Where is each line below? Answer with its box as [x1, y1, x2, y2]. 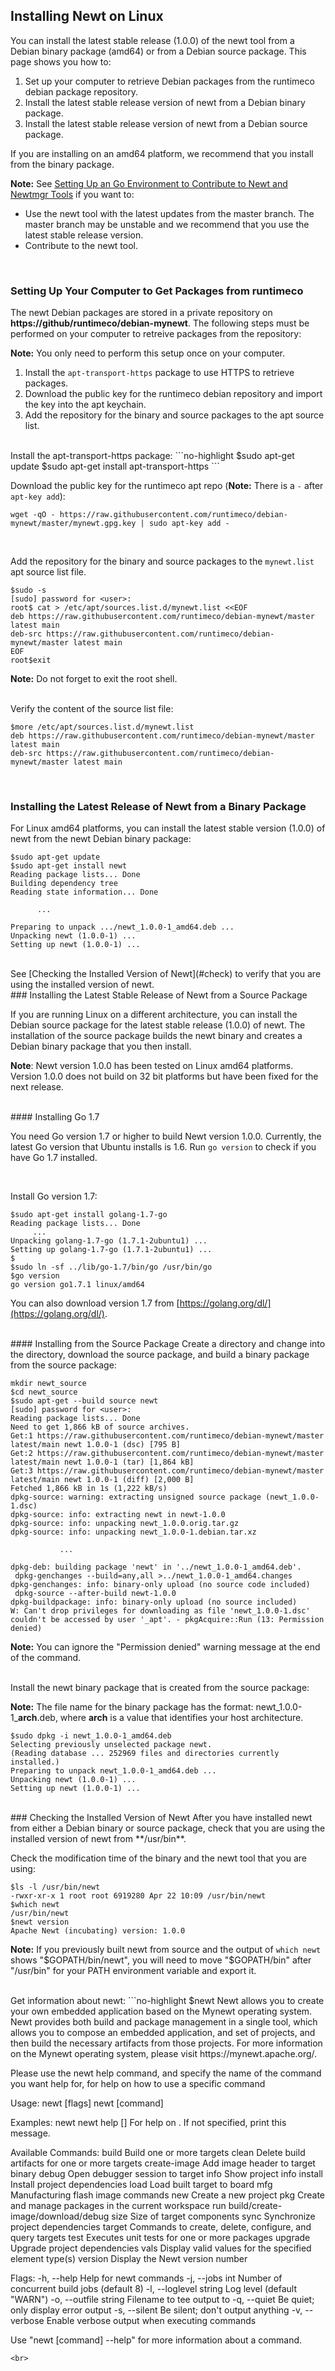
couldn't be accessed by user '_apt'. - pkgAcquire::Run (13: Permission [10, 1615, 325, 1625]
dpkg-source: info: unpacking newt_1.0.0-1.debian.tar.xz [10, 1527, 257, 1538]
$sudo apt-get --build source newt [10, 1396, 159, 1406]
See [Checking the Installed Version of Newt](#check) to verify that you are [10, 968, 322, 980]
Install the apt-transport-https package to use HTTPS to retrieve [24, 367, 295, 379]
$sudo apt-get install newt [10, 861, 128, 871]
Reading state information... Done [10, 887, 159, 898]
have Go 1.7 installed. [10, 1152, 98, 1164]
